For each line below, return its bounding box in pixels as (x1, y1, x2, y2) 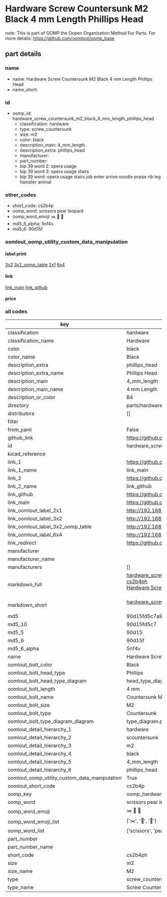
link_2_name (7, 483, 37, 490)
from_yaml (7, 426, 32, 433)
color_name (7, 354, 35, 361)
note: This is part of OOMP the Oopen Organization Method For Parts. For (5, 30, 156, 36)
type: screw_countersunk (19, 126, 72, 132)
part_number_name (7, 844, 53, 851)
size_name (7, 868, 33, 875)
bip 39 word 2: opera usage (19, 163, 77, 169)
